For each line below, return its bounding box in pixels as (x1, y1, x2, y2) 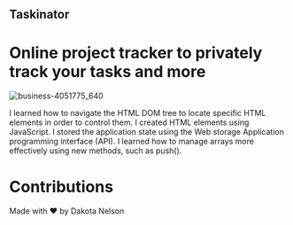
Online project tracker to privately (9, 43, 263, 63)
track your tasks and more (9, 61, 206, 81)
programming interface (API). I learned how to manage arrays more (9, 136, 255, 147)
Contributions (9, 176, 113, 197)
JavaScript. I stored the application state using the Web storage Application (9, 127, 285, 137)
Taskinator (9, 7, 70, 22)
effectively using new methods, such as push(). (9, 145, 182, 156)
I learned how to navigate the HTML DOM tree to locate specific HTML (9, 108, 266, 119)
